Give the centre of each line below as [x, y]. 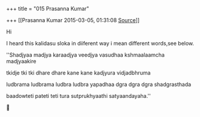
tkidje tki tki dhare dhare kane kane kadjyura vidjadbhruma [78, 73]
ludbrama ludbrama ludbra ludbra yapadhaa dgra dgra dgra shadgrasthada [99, 84]
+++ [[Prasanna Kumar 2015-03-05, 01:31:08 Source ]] [73, 20]
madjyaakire [21, 61]
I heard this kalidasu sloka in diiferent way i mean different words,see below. [100, 43]
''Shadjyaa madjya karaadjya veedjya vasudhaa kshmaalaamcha [85, 55]
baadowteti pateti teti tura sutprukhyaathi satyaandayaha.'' [78, 96]
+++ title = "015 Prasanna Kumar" [48, 9]
